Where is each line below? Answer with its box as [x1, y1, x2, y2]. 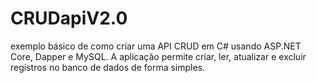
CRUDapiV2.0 [10, 7, 128, 30]
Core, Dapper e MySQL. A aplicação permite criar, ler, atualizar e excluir [10, 50, 307, 62]
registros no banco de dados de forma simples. [10, 61, 206, 73]
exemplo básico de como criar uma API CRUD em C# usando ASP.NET [10, 40, 302, 52]
